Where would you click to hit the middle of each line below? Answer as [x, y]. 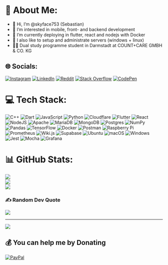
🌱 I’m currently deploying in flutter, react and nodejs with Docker [79, 35]
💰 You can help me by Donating [55, 243]
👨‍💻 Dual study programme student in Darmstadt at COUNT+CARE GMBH [87, 45]
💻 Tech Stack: [36, 99]
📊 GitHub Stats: [39, 159]
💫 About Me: [31, 10]
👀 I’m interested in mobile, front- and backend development [73, 29]
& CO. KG [22, 51]
